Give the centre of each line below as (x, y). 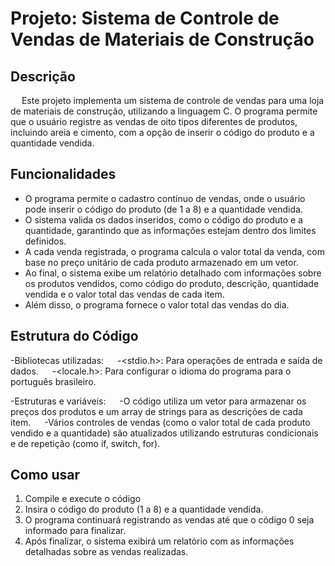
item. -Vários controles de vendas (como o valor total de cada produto (160, 422)
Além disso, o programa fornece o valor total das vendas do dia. (157, 304)
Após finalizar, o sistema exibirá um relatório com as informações (159, 541)
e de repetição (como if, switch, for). (85, 443)
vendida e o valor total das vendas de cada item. (124, 294)
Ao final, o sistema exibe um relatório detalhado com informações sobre (173, 273)
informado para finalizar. (75, 531)
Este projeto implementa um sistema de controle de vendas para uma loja (173, 100)
